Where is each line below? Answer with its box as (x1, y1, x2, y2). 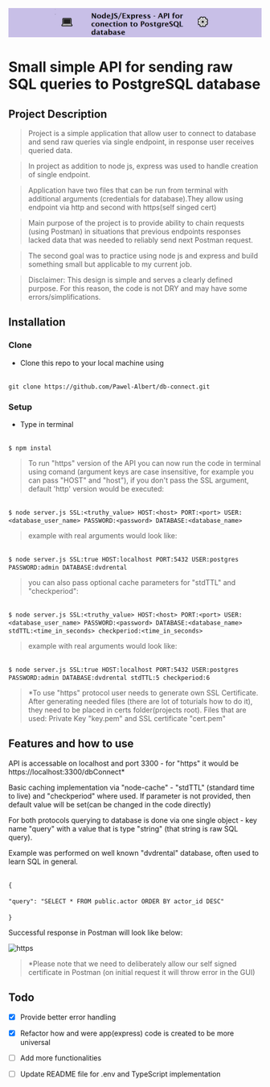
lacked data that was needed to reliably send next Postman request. (27, 235, 253, 245)
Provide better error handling (19, 1012, 117, 1022)
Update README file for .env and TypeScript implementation (19, 1068, 221, 1079)
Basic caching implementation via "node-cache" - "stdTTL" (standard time (8, 782, 255, 792)
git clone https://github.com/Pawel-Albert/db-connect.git (8, 383, 211, 391)
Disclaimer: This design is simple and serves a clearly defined (27, 275, 233, 285)
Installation (8, 315, 66, 330)
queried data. (27, 146, 73, 156)
